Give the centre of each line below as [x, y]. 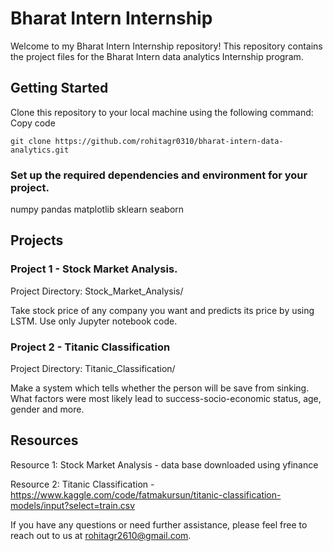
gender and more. [47, 409]
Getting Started [59, 88]
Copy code [33, 123]
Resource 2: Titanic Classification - [82, 484]
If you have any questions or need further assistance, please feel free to [159, 524]
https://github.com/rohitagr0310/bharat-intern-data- [169, 141]
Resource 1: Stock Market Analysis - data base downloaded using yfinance [164, 464]
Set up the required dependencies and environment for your [159, 175]
